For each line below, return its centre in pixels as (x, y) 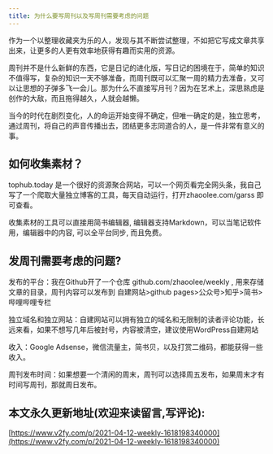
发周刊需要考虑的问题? (65, 261)
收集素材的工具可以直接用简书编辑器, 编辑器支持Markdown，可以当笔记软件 (135, 223)
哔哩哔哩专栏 (30, 303)
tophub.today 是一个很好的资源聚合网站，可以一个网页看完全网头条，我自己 (135, 185)
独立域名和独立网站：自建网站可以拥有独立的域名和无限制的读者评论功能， (133, 320)
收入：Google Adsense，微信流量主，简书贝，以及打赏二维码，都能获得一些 (136, 347)
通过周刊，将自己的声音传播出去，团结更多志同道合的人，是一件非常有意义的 (136, 125)
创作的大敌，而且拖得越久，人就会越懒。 (76, 98)
